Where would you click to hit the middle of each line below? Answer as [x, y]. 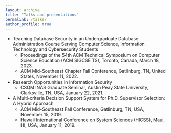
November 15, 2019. [41, 115]
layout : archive [23, 10]
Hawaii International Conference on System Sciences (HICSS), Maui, [93, 120]
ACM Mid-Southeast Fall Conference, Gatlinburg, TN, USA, [82, 109]
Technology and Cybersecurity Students [55, 49]
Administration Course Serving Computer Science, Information [79, 44]
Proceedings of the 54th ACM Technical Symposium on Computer [90, 55]
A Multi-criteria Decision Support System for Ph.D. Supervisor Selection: [89, 98]
